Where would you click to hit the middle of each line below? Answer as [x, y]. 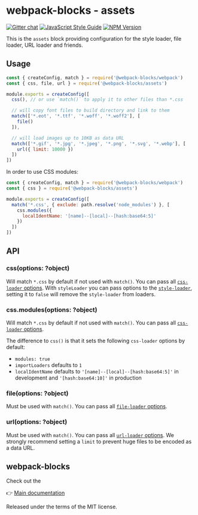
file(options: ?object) [37, 393]
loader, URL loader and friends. [45, 45]
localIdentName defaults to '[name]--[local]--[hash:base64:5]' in [97, 371]
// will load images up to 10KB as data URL [68, 138]
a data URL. [21, 448]
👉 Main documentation [36, 493]
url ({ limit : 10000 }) [45, 149]
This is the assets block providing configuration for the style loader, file [94, 38]
